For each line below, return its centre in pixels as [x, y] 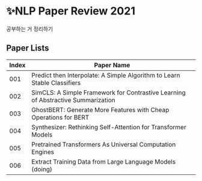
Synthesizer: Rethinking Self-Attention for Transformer [109, 127]
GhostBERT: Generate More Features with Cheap [100, 109]
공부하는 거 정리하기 [29, 29]
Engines [43, 152]
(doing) [42, 169]
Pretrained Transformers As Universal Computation [104, 144]
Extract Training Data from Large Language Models [104, 162]
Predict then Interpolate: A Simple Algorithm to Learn [106, 75]
